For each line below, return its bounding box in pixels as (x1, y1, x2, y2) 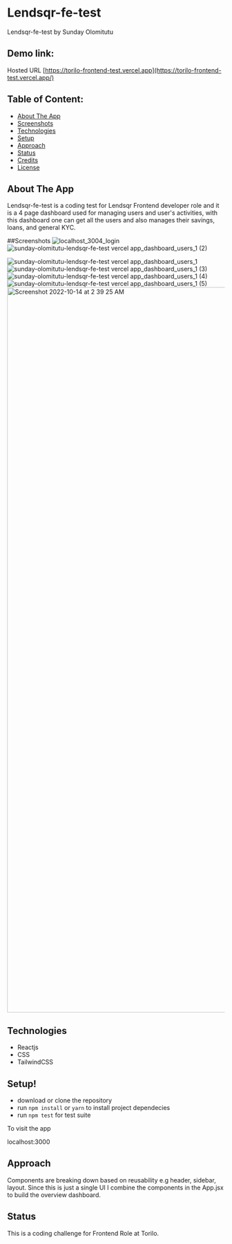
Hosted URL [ (7, 66, 46, 74)
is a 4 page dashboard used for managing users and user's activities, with (7, 209, 218, 217)
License (17, 163, 40, 171)
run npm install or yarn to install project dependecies (17, 1104, 171, 1111)
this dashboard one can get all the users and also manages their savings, (7, 216, 215, 224)
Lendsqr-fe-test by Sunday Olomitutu (7, 28, 114, 36)
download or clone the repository (17, 1096, 113, 1104)
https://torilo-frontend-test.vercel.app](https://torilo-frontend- (44, 66, 222, 74)
